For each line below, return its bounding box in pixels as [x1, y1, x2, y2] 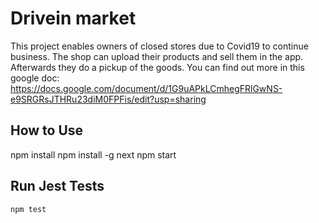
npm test [10, 204, 47, 214]
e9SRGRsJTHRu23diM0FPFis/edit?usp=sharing [10, 93, 207, 105]
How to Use [10, 122, 84, 139]
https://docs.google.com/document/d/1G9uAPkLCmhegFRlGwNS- [10, 82, 283, 94]
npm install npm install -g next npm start [10, 148, 177, 161]
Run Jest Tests [10, 178, 105, 195]
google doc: [10, 72, 60, 84]
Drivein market [10, 7, 137, 30]
